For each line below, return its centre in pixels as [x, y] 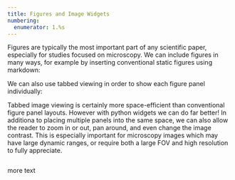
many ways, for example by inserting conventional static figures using [110, 63]
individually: [25, 91]
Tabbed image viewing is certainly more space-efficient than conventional [116, 105]
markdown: [24, 70]
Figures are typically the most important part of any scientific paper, [107, 48]
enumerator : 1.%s [40, 27]
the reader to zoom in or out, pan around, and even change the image [109, 128]
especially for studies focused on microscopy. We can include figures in [113, 55]
